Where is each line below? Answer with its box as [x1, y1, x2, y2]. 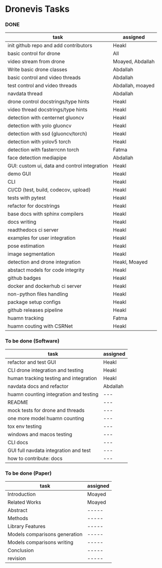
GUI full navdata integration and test [7, 447, 91, 454]
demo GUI [7, 170, 31, 177]
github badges [7, 275, 41, 282]
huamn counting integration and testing [7, 391, 98, 398]
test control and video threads [7, 82, 77, 89]
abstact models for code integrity [7, 266, 85, 273]
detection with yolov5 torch [7, 138, 71, 145]
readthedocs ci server [7, 227, 59, 233]
